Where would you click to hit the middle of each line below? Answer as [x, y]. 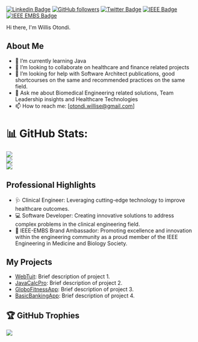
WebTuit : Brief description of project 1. [62, 276]
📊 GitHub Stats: [47, 134]
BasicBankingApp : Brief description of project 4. [75, 296]
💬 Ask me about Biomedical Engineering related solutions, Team [94, 93]
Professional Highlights [51, 185]
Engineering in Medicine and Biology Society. [71, 243]
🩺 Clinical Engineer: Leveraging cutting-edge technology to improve [100, 200]
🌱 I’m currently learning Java [51, 61]
